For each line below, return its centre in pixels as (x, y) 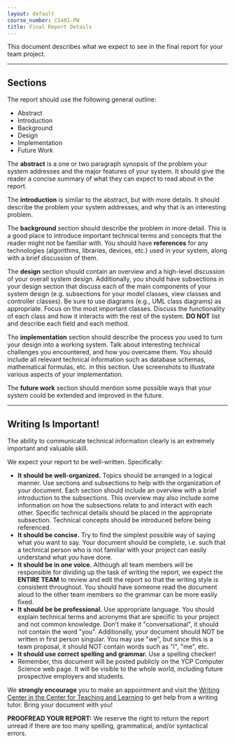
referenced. (34, 527)
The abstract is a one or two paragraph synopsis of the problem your (107, 164)
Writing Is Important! (54, 424)
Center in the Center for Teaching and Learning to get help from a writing (113, 697)
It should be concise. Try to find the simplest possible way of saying (116, 535)
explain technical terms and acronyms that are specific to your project (118, 617)
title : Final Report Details (50, 27)
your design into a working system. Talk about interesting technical (104, 345)
